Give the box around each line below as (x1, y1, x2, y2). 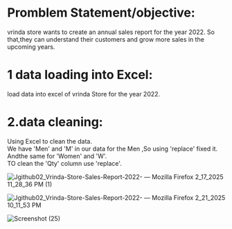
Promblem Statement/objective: (7, 5, 195, 21)
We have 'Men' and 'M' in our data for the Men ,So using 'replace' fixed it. (7, 144, 218, 153)
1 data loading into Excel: (7, 67, 153, 83)
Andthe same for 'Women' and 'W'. (7, 151, 107, 160)
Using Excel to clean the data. (7, 137, 92, 145)
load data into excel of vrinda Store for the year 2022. (7, 90, 161, 98)
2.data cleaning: (7, 114, 103, 130)
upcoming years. (7, 42, 55, 51)
